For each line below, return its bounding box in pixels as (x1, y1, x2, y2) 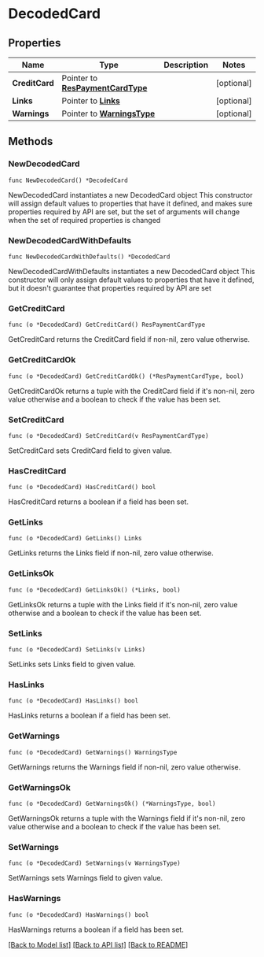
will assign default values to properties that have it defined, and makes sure (8, 198, 253, 208)
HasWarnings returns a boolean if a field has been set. (8, 925, 185, 934)
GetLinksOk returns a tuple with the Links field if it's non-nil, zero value (8, 599, 238, 609)
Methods (8, 135, 53, 148)
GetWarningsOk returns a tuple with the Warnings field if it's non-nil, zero (8, 813, 246, 823)
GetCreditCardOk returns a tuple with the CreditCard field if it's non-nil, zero (8, 386, 255, 395)
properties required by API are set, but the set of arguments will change (8, 206, 240, 217)
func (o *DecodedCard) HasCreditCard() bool (8, 484, 156, 491)
